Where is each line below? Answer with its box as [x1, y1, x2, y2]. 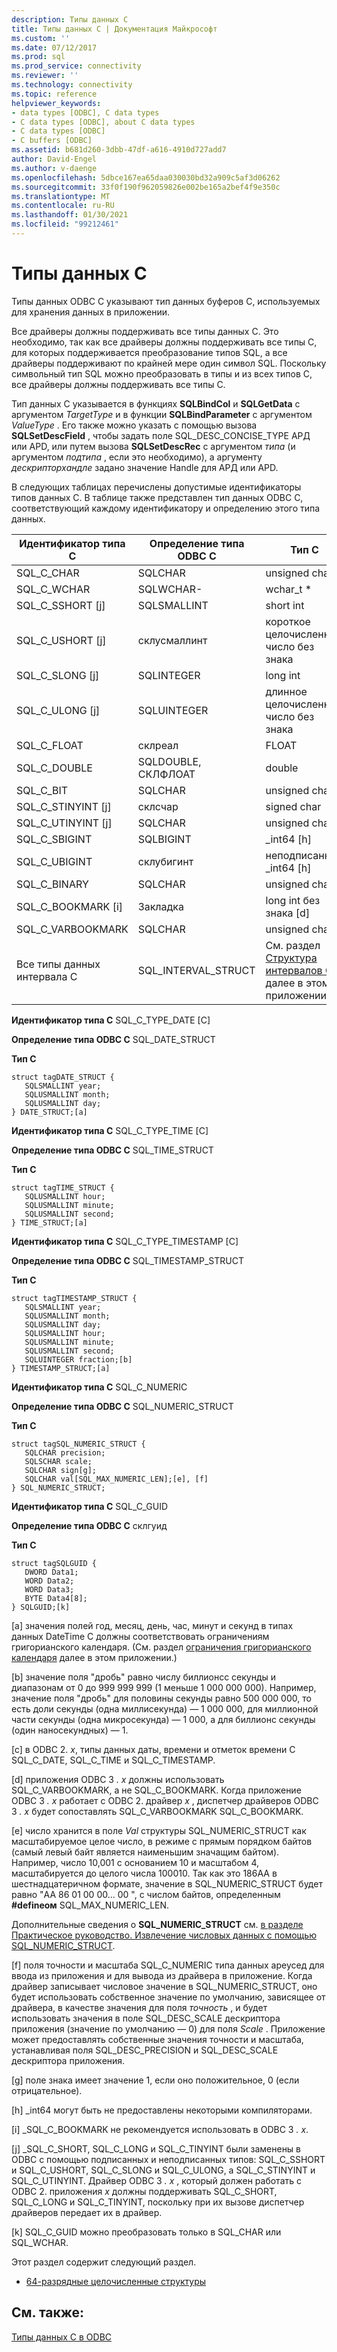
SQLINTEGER [137, 668, 201, 682]
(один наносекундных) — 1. [11, 1724, 129, 1736]
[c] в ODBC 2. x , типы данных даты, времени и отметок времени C [11, 1743, 296, 1755]
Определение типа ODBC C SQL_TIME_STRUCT [11, 1144, 214, 1156]
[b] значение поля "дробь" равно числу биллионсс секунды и [11, 1671, 277, 1683]
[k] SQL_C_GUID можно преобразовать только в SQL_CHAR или [11, 2226, 282, 2238]
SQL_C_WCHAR [16, 582, 91, 596]
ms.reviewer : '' [11, 71, 79, 81]
